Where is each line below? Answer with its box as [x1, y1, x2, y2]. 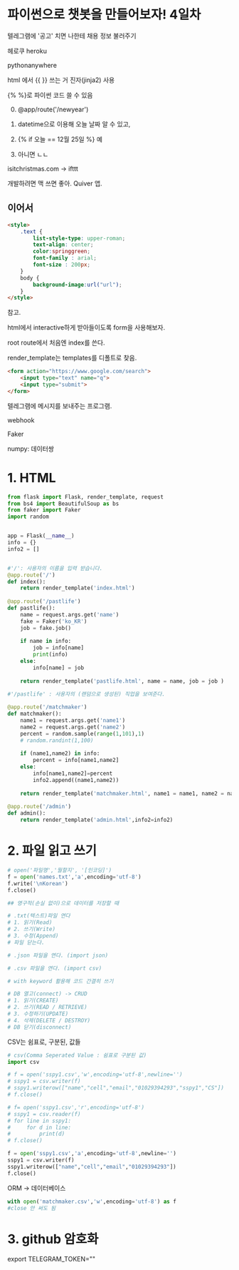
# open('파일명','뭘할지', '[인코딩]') [7, 867, 112, 874]
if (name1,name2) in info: [20, 750, 100, 757]
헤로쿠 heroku [7, 46, 48, 55]
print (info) [33, 651, 69, 659]
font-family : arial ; [33, 255, 97, 262]
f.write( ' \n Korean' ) [7, 880, 69, 887]
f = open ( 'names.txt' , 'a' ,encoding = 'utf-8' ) [7, 873, 142, 880]
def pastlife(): [7, 604, 55, 612]
